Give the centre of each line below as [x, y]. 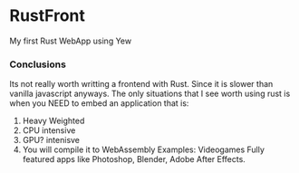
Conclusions [38, 64]
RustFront [48, 16]
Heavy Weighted [53, 121]
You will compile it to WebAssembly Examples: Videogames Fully [144, 149]
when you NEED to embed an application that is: [99, 103]
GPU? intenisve [51, 140]
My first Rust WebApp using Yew [71, 41]
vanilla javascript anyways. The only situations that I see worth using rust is [150, 94]
